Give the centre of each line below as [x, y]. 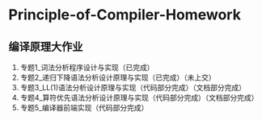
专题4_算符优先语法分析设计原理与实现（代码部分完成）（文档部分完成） [139, 97]
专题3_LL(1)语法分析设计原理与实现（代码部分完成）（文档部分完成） [133, 87]
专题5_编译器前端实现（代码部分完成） [84, 108]
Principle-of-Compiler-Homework [125, 15]
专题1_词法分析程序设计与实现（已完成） [87, 67]
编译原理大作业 [46, 46]
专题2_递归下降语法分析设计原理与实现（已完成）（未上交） [118, 77]
